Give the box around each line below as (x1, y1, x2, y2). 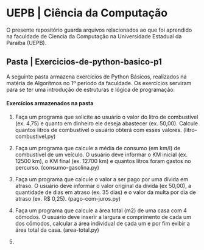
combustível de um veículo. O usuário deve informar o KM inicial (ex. (15, 151, 188, 158)
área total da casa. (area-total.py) (15, 226, 99, 234)
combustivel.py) (15, 133, 56, 140)
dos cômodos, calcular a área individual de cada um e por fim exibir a (15, 220, 190, 227)
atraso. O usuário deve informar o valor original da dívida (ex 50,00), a (15, 182, 192, 189)
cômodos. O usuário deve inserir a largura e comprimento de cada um (15, 213, 192, 220)
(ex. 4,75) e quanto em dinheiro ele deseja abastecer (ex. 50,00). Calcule (15, 119, 199, 127)
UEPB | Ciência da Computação (6, 6, 168, 20)
